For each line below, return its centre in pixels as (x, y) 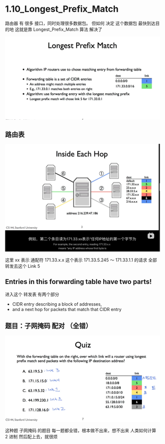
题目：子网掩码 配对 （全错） (49, 326)
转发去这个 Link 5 (23, 266)
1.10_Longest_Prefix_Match (62, 9)
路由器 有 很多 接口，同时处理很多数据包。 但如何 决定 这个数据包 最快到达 (80, 23)
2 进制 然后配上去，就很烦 (31, 436)
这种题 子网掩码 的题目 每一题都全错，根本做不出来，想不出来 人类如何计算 (81, 430)
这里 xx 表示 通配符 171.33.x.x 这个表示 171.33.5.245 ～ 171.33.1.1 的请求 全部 (81, 260)
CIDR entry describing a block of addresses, (57, 304)
